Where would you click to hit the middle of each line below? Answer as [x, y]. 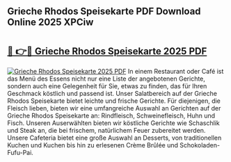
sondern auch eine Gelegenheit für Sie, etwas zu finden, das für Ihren [107, 86]
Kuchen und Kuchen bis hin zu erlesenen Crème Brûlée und [93, 145]
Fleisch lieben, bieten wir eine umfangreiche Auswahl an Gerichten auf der [114, 108]
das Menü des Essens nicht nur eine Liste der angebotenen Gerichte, [106, 79]
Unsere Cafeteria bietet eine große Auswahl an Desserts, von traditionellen [114, 138]
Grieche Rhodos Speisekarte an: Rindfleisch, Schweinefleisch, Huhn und [111, 115]
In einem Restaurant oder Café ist [176, 71]
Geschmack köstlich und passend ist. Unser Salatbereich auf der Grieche [112, 94]
